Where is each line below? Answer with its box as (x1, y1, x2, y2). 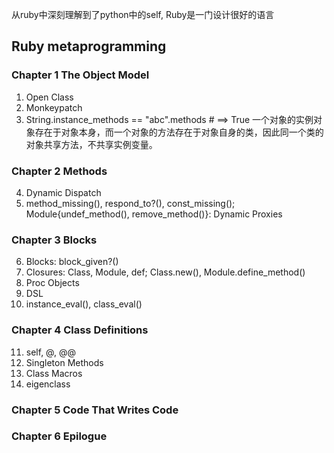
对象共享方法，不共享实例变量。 (25, 138, 158, 150)
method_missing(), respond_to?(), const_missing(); (25, 197, 236, 209)
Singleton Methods (25, 356, 104, 368)
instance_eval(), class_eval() (25, 298, 143, 310)
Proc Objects (25, 277, 80, 289)
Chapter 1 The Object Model (11, 68, 150, 82)
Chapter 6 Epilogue (11, 429, 108, 443)
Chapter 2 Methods (11, 164, 108, 178)
